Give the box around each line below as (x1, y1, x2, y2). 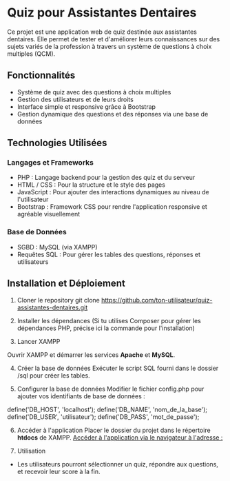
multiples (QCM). (7, 50, 56, 58)
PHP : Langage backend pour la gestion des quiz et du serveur (17, 174, 196, 182)
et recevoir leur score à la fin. (17, 467, 101, 475)
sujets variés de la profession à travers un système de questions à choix (7, 42, 212, 50)
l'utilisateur (17, 195, 49, 204)
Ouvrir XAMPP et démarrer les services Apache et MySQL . (7, 350, 176, 359)
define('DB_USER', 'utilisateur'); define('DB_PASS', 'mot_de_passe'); (7, 412, 200, 421)
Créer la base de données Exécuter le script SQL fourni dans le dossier (17, 364, 219, 372)
